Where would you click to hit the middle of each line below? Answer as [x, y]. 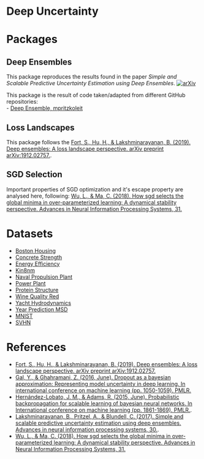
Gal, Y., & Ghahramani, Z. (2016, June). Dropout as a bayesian [93, 377]
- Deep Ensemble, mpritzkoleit [45, 108]
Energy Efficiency [37, 264]
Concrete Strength [39, 257]
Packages [32, 40]
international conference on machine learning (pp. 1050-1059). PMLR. [103, 390]
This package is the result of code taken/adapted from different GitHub [96, 95]
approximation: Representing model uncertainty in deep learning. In [100, 384]
